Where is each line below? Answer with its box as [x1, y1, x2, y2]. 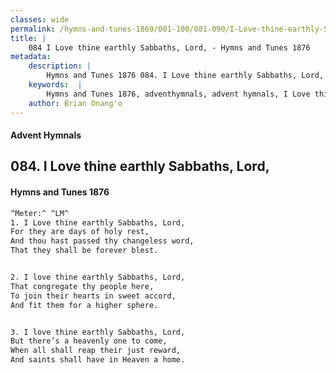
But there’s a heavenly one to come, [10, 336, 168, 346]
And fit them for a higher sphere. [10, 300, 159, 310]
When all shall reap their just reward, [10, 346, 182, 356]
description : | [28, 61, 92, 71]
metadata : [10, 52, 52, 62]
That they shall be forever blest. [10, 246, 159, 256]
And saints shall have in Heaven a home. [10, 355, 186, 365]
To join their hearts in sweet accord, [10, 291, 177, 301]
